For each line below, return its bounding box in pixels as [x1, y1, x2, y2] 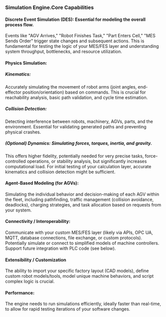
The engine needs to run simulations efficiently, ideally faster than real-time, [5, 301, 162, 307]
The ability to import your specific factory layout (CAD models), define [5, 268, 149, 274]
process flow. [5, 21, 34, 27]
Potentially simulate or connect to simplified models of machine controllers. [5, 240, 160, 246]
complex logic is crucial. [5, 278, 55, 285]
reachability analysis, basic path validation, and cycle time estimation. [5, 94, 148, 101]
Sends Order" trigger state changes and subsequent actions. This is [5, 38, 145, 44]
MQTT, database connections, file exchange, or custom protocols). [5, 235, 143, 241]
